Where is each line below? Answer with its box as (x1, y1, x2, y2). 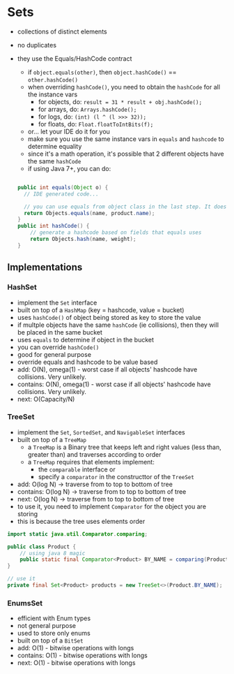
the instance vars (27, 90, 78, 98)
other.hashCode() (27, 76, 79, 84)
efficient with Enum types (17, 614, 91, 622)
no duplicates (17, 41, 57, 49)
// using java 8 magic (19, 550, 86, 557)
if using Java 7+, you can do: (27, 164, 111, 173)
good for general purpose (17, 350, 92, 358)
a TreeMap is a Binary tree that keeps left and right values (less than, (27, 443, 221, 451)
